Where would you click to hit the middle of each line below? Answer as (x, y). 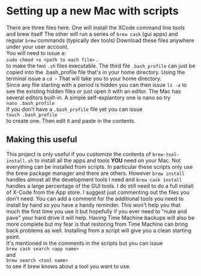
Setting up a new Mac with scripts (92, 11)
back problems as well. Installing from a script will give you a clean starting (99, 230)
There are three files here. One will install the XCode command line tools (95, 28)
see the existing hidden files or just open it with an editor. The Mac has (94, 91)
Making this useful (42, 140)
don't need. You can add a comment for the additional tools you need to (95, 198)
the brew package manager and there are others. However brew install (95, 173)
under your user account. (37, 47)
